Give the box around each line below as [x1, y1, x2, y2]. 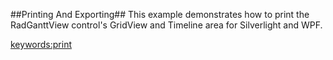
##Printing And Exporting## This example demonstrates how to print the [10, 9, 310, 20]
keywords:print [10, 39, 72, 50]
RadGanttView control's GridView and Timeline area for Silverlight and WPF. [10, 19, 323, 31]
